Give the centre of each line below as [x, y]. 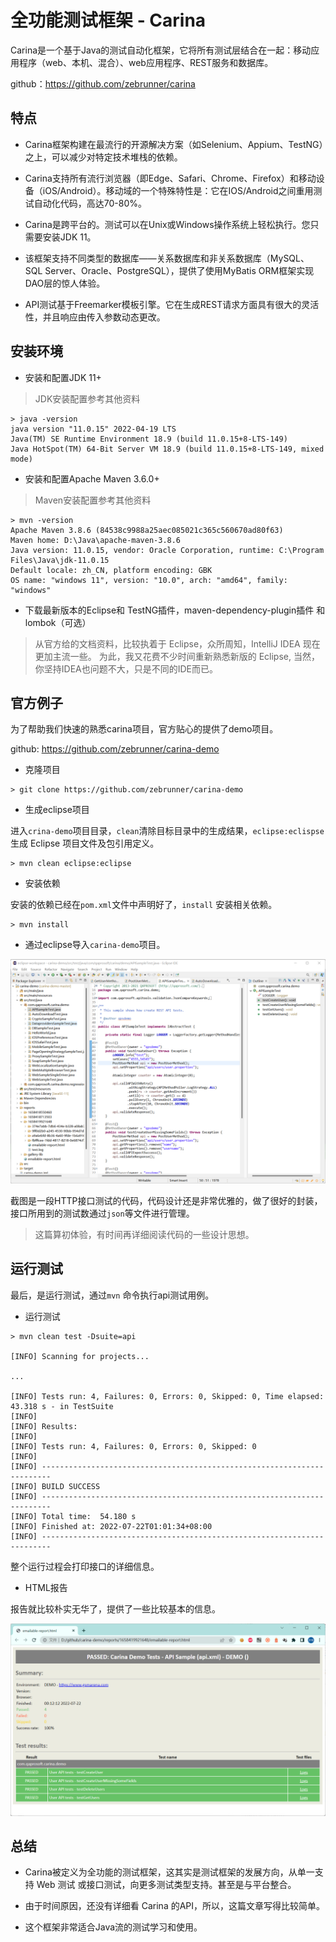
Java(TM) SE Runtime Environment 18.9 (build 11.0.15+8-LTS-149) [149, 439]
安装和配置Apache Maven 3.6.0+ [92, 478]
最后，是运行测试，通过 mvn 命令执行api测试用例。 [112, 1295]
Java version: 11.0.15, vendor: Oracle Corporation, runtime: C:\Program [167, 550]
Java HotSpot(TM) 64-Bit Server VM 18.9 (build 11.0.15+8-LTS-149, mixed [167, 449]
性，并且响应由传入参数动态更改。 [95, 317]
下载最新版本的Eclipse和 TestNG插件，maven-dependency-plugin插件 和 [175, 610]
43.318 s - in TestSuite [62, 1406]
